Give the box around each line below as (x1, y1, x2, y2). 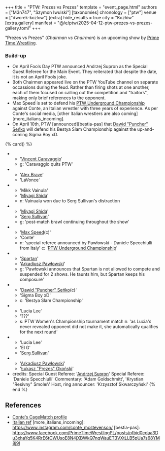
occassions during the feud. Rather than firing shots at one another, (12, 84, 150, 90)
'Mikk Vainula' (19, 188, 48, 193)
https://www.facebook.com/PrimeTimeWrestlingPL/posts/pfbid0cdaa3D (12, 430, 159, 436)
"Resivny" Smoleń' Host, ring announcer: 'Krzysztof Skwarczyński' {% (12, 381, 156, 387)
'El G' (19, 345, 31, 351)
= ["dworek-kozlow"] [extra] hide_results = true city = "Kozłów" (5, 15, 134, 20)
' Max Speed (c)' (19, 229, 51, 235)
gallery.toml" (5, 25, 31, 31)
